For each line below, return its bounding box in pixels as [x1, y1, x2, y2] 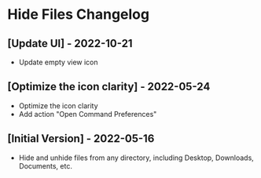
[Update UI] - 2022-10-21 [7, 37, 133, 50]
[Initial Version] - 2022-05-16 [7, 132, 155, 146]
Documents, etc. [18, 161, 72, 170]
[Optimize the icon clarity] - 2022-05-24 [7, 80, 211, 93]
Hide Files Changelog [7, 5, 150, 24]
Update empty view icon [18, 57, 99, 67]
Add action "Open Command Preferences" [18, 109, 157, 118]
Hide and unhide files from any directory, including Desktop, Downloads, [18, 153, 255, 162]
